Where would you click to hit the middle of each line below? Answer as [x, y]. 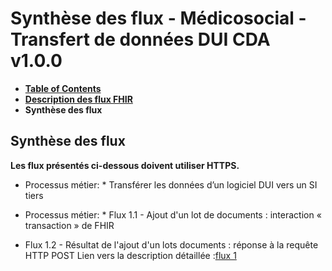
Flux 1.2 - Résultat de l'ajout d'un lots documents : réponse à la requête [171, 244]
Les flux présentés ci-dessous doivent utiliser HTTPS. [125, 165]
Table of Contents [63, 88]
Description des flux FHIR [78, 99]
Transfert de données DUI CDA [140, 39]
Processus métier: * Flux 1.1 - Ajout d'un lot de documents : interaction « [173, 214]
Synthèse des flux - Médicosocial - [158, 18]
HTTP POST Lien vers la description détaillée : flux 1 [130, 255]
